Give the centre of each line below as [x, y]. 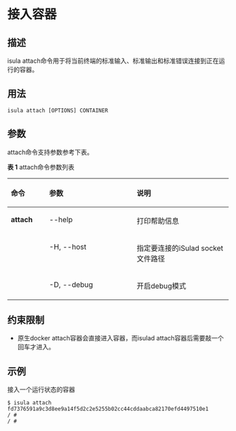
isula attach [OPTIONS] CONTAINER [58, 110]
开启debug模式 [162, 285]
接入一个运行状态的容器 [41, 390]
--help [61, 219]
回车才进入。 [36, 347]
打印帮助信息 [158, 221]
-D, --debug [71, 284]
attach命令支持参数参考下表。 [50, 152]
